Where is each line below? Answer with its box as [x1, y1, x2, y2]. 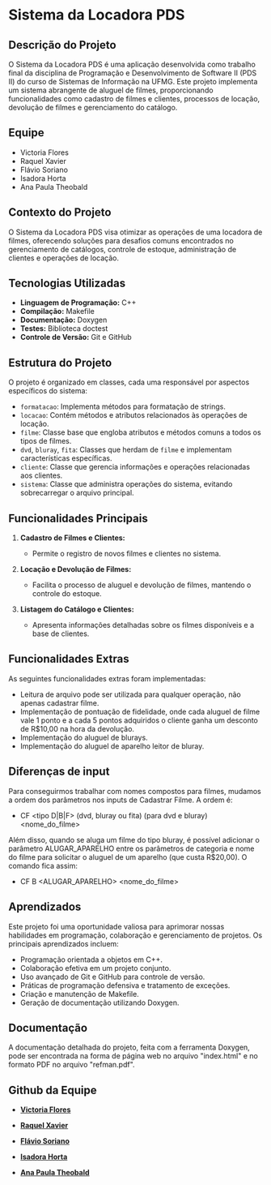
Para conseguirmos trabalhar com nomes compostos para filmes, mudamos [8, 786, 261, 796]
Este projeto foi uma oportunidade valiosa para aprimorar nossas [8, 921, 225, 931]
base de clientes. [32, 629, 90, 638]
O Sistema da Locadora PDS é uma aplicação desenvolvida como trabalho [8, 59, 256, 69]
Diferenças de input [8, 765, 110, 779]
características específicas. [19, 453, 112, 463]
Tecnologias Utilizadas [8, 277, 126, 290]
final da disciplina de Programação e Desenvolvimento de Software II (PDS [8, 68, 257, 78]
